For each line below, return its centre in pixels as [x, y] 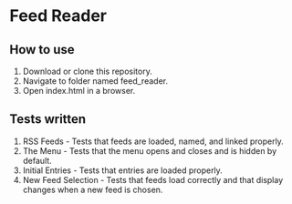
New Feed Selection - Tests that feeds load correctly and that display [153, 179]
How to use [42, 50]
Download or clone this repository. [87, 71]
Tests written [48, 119]
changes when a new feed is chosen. [93, 189]
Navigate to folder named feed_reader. [95, 81]
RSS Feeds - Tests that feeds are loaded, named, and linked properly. [153, 141]
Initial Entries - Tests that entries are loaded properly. [123, 170]
